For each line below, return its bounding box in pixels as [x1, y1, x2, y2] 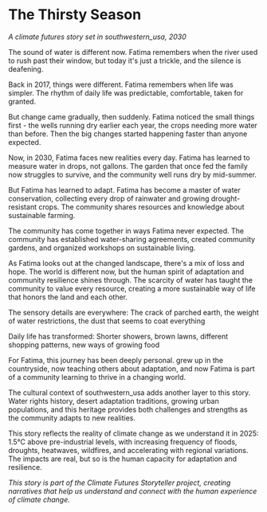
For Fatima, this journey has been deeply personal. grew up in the [8, 355, 224, 365]
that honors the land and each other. [8, 292, 128, 302]
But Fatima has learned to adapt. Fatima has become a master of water [8, 185, 241, 194]
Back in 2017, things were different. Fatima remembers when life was [8, 80, 234, 89]
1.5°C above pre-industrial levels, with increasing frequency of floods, [8, 436, 238, 447]
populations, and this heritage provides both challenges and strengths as [8, 405, 249, 414]
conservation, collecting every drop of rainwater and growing [8, 193, 210, 203]
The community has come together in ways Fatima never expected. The [8, 225, 245, 236]
